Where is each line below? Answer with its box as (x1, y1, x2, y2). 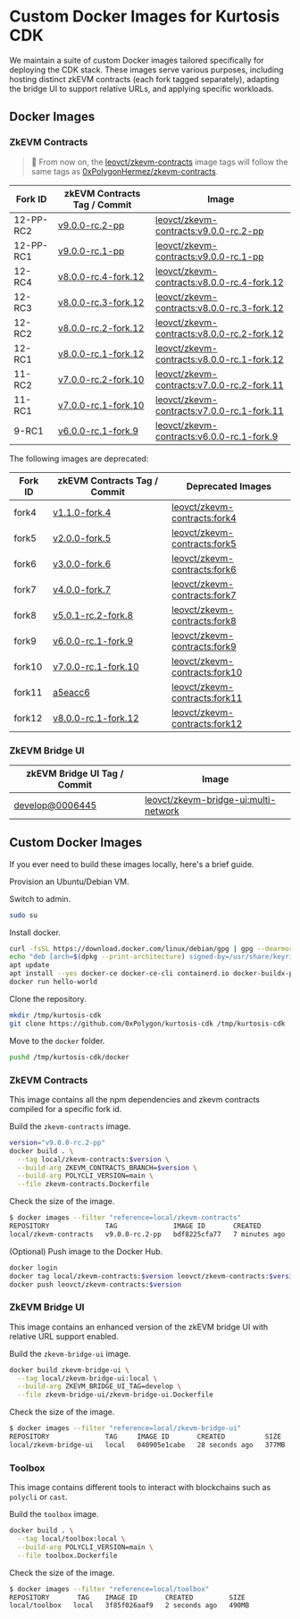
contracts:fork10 (171, 666, 243, 679)
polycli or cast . (9, 1491, 69, 1503)
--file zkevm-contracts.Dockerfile (17, 1180, 150, 1189)
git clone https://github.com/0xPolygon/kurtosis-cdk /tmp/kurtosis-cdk (9, 1019, 286, 1028)
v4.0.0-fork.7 (52, 583, 112, 595)
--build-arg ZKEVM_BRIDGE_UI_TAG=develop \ (17, 1382, 181, 1391)
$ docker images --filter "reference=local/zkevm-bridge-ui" (9, 1424, 242, 1433)
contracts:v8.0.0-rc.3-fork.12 (154, 301, 284, 314)
